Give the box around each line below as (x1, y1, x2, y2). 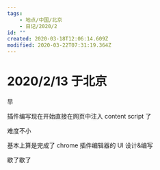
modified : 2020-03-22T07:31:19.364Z (7, 42, 111, 49)
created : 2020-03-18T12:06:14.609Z (7, 36, 109, 42)
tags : (7, 10, 23, 17)
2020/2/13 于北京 (7, 73, 107, 89)
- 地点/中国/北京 (19, 16, 63, 23)
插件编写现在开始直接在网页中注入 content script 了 (7, 112, 152, 120)
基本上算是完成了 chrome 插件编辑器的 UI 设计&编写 (7, 141, 154, 149)
